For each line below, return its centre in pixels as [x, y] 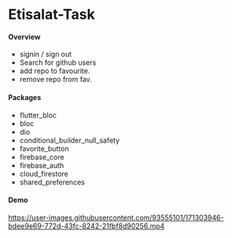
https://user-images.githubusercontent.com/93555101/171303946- [116, 218]
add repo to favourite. [55, 71]
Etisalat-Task [52, 15]
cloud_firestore [44, 173]
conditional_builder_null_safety [70, 140]
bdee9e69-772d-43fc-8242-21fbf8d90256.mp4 [87, 225]
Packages [25, 97]
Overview [24, 36]
